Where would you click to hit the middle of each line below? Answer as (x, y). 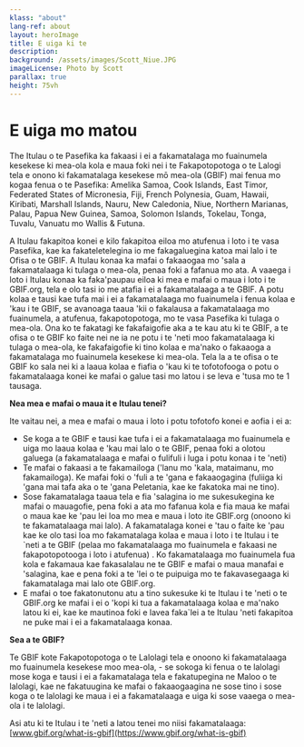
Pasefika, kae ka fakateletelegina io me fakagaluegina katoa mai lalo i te (143, 250)
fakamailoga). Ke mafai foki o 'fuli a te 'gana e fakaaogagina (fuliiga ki (152, 477)
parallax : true (38, 77)
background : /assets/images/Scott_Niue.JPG (93, 60)
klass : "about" (38, 18)
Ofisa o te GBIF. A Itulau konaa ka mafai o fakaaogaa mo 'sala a (128, 260)
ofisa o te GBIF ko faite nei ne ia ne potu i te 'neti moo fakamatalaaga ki (142, 337)
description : (34, 52)
